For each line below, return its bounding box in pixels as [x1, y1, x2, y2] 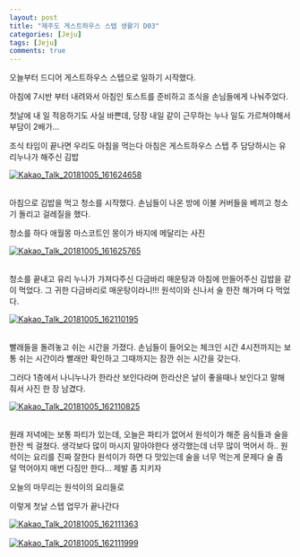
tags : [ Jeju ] [9, 38, 58, 47]
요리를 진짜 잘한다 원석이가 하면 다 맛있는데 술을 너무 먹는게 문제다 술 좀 [32, 451, 284, 462]
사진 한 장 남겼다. [25, 383, 86, 394]
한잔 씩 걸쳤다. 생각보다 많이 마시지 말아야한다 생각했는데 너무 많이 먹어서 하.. [9, 441, 279, 451]
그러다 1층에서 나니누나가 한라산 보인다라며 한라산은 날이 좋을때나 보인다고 [9, 373, 269, 383]
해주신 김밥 [39, 151, 79, 162]
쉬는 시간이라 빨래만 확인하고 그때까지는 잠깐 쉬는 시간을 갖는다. [18, 353, 241, 364]
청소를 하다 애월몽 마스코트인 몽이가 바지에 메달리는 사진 [9, 227, 206, 238]
